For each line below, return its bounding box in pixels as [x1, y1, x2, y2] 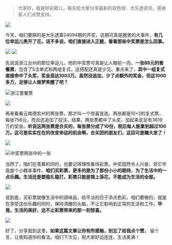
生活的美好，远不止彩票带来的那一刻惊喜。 [14, 207, 104, 213]
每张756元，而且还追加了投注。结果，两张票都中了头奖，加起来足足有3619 [5, 117, 163, 122]
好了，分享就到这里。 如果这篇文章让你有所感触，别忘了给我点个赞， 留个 [5, 228, 159, 234]
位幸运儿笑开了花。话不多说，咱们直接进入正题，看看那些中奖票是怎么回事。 [5, 38, 167, 44]
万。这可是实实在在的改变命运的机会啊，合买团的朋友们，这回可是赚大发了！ [5, 130, 167, 135]
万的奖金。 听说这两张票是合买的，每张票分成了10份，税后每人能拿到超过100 [5, 123, 166, 129]
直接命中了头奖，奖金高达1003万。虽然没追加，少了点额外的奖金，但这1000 [5, 73, 166, 78]
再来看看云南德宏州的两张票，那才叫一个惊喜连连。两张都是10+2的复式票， [5, 110, 164, 116]
